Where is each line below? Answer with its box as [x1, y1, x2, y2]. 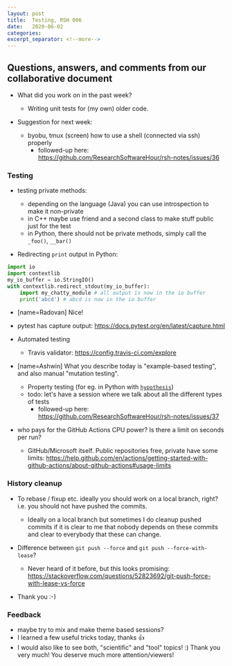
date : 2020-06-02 [7, 23, 64, 30]
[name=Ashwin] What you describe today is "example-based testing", [17, 362, 217, 370]
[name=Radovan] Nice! [17, 308, 84, 316]
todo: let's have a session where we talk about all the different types [27, 390, 223, 399]
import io [7, 264, 36, 271]
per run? [17, 433, 42, 441]
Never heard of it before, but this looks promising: [27, 564, 170, 572]
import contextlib [7, 270, 60, 277]
